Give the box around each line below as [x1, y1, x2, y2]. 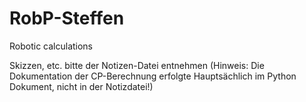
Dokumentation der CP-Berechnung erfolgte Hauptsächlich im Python [9, 70, 297, 82]
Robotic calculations [9, 40, 94, 52]
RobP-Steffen [9, 7, 125, 30]
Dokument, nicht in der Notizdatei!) [9, 80, 154, 92]
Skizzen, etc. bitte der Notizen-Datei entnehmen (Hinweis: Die [9, 59, 265, 71]
